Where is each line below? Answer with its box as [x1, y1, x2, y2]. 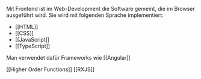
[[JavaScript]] [14, 36, 50, 43]
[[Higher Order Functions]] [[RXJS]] [6, 66, 95, 73]
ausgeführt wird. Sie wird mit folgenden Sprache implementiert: [6, 11, 164, 19]
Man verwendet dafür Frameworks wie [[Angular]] [6, 54, 131, 61]
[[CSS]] [14, 30, 34, 37]
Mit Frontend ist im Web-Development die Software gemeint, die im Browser [6, 5, 196, 12]
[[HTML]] [14, 24, 39, 30]
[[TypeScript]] [14, 42, 50, 49]
